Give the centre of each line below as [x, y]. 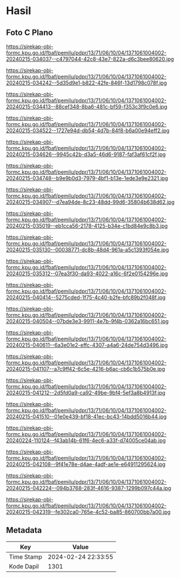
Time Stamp [26, 557]
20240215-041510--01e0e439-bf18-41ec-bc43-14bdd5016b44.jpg [86, 417]
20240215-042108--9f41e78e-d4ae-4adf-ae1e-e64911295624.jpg [86, 464]
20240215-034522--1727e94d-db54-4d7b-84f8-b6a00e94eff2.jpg [88, 131]
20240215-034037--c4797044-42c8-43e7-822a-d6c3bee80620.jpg [90, 59]
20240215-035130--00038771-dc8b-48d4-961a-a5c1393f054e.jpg [88, 250]
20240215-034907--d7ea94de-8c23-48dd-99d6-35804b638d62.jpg [90, 202]
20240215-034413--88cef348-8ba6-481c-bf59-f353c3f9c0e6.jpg [87, 107]
